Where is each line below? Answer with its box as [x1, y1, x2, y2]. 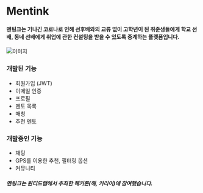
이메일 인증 [15, 87, 42, 94]
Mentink [6, 4, 49, 18]
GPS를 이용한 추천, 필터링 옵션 [15, 156, 88, 164]
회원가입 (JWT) [15, 79, 53, 86]
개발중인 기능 [6, 134, 43, 142]
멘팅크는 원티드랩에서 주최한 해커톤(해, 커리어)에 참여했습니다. [6, 180, 153, 187]
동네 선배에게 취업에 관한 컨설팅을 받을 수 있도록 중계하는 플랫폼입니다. [14, 33, 180, 40]
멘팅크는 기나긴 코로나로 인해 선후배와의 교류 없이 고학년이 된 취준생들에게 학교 [6, 26, 191, 33]
